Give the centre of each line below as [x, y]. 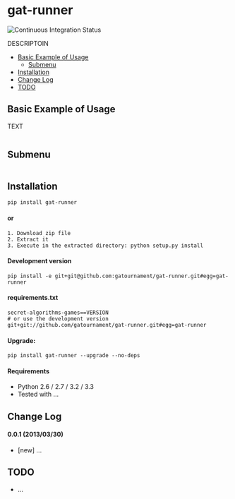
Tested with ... [38, 395]
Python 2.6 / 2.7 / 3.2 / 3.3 [55, 387]
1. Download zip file [39, 233]
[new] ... [30, 450]
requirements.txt [33, 298]
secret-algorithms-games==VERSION [58, 313]
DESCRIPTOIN [28, 43]
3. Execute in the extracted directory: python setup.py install [105, 246]
